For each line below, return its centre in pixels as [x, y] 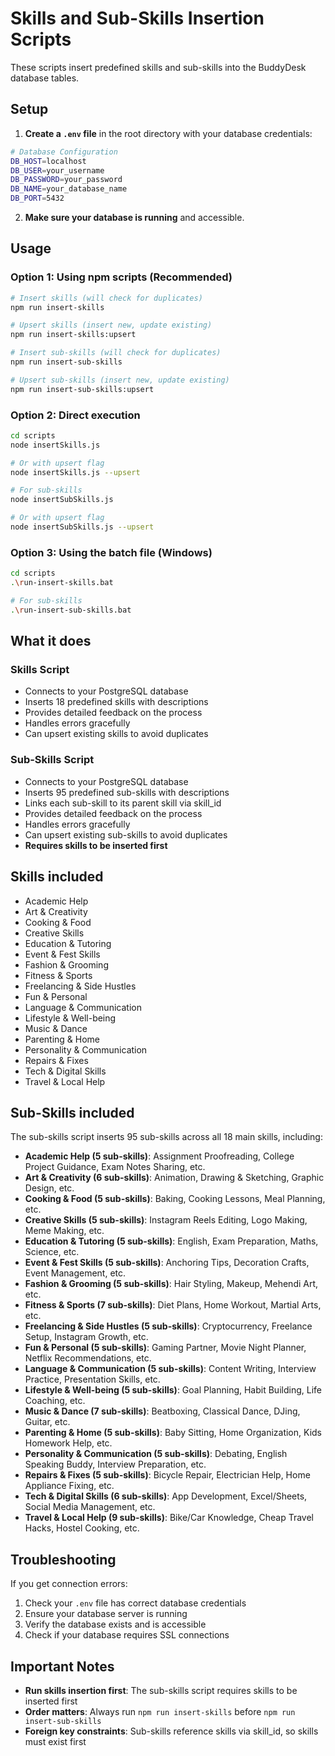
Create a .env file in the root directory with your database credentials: [168, 133]
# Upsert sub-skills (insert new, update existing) [120, 380]
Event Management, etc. [75, 1273]
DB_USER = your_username [57, 170]
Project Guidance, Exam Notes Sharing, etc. [115, 1167]
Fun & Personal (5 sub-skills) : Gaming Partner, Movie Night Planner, [165, 1348]
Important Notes [62, 1666]
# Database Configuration [64, 152]
